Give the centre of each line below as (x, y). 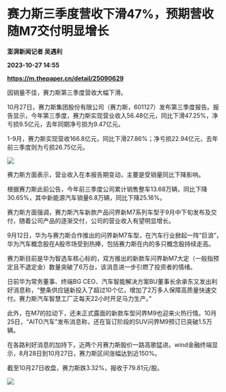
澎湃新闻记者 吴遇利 (35, 51)
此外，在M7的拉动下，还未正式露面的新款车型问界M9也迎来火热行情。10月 (112, 313)
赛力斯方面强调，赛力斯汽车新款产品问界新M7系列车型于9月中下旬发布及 (109, 212)
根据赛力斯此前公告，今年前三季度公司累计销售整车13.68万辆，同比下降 (108, 189)
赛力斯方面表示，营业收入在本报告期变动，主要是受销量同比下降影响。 (106, 174)
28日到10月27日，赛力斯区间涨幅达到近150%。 (95, 353)
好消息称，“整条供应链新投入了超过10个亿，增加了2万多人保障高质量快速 (109, 290)
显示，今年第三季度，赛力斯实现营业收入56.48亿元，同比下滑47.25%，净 (115, 115)
